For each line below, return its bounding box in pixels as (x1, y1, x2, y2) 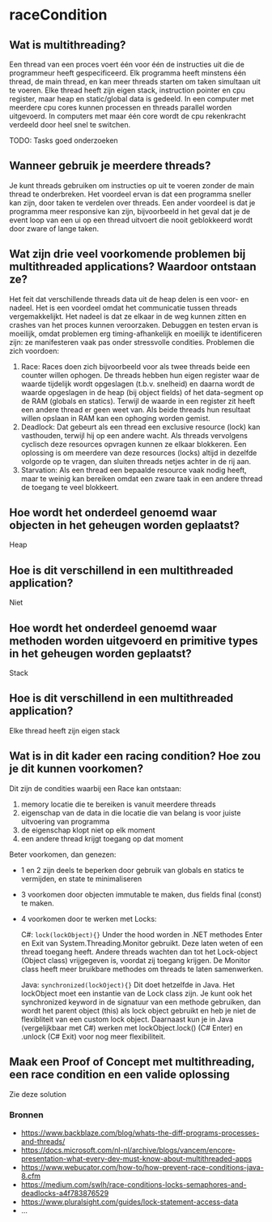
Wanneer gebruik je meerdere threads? (9, 159, 211, 173)
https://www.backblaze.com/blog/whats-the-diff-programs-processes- (20, 1128, 260, 1138)
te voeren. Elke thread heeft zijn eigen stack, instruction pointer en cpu (9, 85, 245, 95)
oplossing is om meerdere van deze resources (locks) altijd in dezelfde (20, 448, 257, 458)
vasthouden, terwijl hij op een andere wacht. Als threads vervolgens (20, 430, 248, 440)
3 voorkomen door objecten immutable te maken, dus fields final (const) (20, 889, 262, 899)
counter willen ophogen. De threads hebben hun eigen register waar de (20, 370, 260, 380)
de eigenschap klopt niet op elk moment (20, 825, 155, 835)
